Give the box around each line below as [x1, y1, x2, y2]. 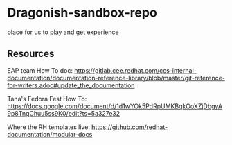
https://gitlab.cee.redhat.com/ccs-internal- [73, 66, 197, 74]
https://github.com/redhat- [91, 123, 168, 131]
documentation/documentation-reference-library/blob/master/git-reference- [7, 74, 225, 82]
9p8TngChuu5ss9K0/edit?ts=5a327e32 [7, 109, 120, 117]
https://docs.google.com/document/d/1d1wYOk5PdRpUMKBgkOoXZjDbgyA [7, 102, 223, 110]
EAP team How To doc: [7, 66, 73, 74]
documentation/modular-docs [7, 130, 93, 138]
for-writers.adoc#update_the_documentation [7, 81, 135, 89]
